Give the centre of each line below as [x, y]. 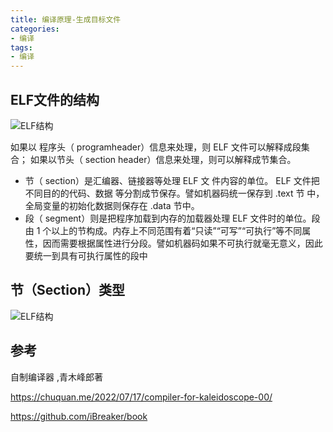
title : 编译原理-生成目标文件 [66, 19]
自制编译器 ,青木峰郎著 [56, 377]
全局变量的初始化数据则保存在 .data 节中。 [112, 205]
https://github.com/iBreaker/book [79, 416]
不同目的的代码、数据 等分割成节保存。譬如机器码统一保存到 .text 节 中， [174, 193]
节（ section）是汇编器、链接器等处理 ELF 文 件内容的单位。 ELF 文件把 [172, 180]
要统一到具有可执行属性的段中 [86, 255]
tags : [21, 47]
